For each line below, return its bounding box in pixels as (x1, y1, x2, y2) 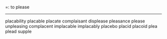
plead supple (5, 29, 32, 34)
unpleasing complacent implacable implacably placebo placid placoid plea (5, 23, 158, 29)
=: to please (5, 4, 30, 10)
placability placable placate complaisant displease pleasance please (5, 18, 145, 24)
